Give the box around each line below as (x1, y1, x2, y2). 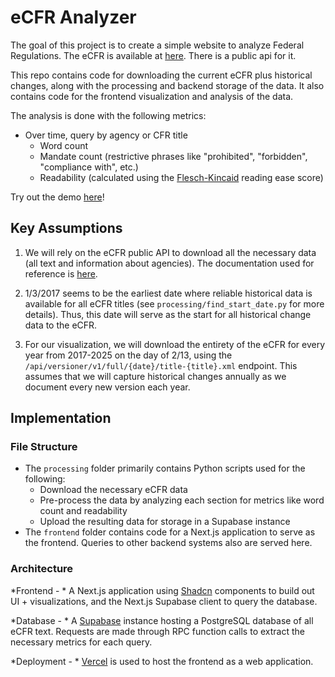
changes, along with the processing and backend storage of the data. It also (10, 79, 325, 91)
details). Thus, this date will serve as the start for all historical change (24, 308, 312, 320)
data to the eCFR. (24, 319, 98, 331)
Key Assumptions (10, 220, 123, 237)
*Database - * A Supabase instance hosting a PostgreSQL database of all (10, 614, 314, 626)
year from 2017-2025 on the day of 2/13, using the (24, 349, 233, 361)
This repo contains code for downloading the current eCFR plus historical (10, 69, 313, 81)
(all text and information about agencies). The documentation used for (24, 257, 315, 269)
